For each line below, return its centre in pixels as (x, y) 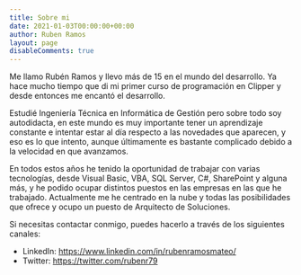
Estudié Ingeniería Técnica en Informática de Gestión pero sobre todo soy (146, 113)
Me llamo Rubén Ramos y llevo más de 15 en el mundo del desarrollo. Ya (143, 76)
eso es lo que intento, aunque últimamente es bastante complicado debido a (151, 142)
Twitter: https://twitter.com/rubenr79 (90, 261)
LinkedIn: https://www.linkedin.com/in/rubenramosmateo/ (129, 252)
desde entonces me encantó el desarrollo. (88, 96)
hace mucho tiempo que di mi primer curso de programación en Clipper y (145, 86)
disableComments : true (52, 51)
